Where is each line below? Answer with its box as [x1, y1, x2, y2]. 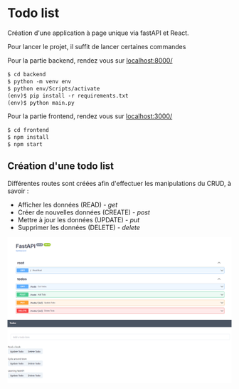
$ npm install [7, 133, 50, 140]
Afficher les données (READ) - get [17, 200, 118, 209]
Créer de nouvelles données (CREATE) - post [17, 208, 151, 217]
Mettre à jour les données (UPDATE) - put [17, 215, 140, 224]
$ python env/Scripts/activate [7, 85, 100, 92]
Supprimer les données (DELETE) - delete [17, 223, 141, 232]
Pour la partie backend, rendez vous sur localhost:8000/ [7, 56, 173, 65]
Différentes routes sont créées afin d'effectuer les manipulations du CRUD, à [7, 179, 232, 187]
